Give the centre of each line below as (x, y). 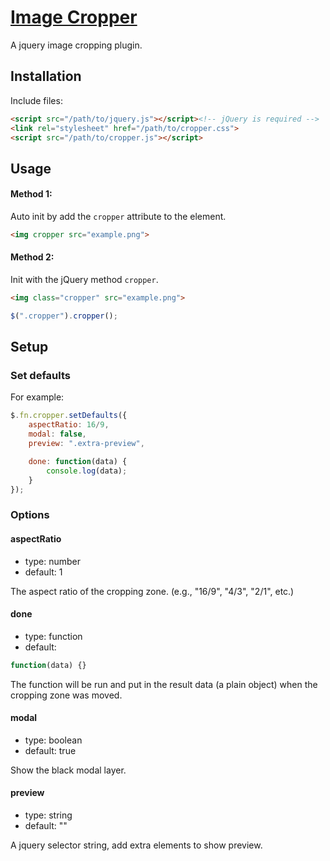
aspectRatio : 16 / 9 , (69, 425)
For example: (37, 397)
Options (30, 515)
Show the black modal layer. (68, 770)
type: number (53, 561)
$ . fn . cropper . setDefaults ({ (69, 416)
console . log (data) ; (87, 471)
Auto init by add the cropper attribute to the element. (118, 216)
